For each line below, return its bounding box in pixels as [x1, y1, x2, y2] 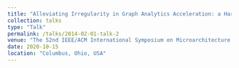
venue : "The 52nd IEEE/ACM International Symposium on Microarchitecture [7, 37, 231, 44]
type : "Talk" [7, 23, 46, 30]
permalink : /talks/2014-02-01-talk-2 [7, 30, 119, 38]
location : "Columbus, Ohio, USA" [7, 50, 107, 57]
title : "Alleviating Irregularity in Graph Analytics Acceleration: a [7, 10, 221, 18]
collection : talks [7, 17, 62, 24]
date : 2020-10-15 [7, 43, 59, 50]
